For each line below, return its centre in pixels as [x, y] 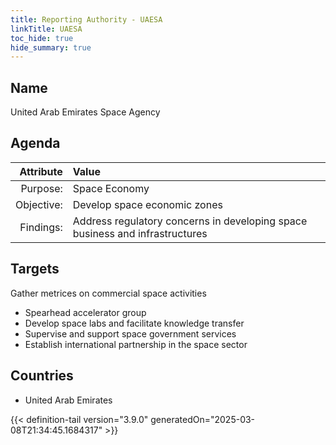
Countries [42, 376]
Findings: [41, 227]
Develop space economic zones [147, 204]
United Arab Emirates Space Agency [85, 112]
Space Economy [111, 188]
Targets [35, 269]
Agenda [35, 143]
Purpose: [41, 188]
